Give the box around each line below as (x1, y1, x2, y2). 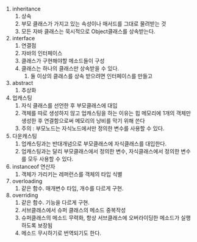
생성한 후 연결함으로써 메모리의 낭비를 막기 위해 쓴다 (21, 117, 145, 124)
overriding (12, 192, 38, 199)
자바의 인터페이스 (21, 50, 63, 57)
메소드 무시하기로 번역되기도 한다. (21, 229, 102, 237)
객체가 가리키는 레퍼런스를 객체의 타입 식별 (21, 170, 123, 178)
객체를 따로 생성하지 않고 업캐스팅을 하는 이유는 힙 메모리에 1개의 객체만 (21, 109, 191, 117)
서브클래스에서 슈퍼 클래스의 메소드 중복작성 (21, 207, 126, 213)
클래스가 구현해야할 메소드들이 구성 (21, 57, 105, 64)
